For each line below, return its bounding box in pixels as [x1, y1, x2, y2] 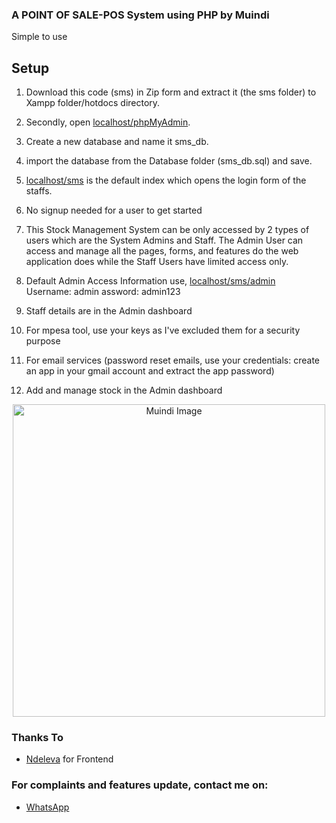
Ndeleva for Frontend [25, 753, 114, 765]
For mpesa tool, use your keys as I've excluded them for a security [25, 324, 301, 337]
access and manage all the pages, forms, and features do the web [25, 245, 299, 257]
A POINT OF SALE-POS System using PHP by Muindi [11, 8, 270, 22]
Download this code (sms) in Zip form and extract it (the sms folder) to [25, 86, 317, 98]
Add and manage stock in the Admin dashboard [25, 384, 223, 397]
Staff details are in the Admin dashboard [25, 305, 193, 317]
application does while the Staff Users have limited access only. [25, 256, 289, 268]
